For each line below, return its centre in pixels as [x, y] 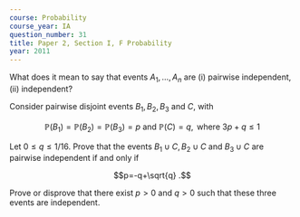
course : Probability [48, 18]
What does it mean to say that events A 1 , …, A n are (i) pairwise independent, [150, 78]
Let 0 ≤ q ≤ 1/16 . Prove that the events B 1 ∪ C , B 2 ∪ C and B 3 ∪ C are [137, 147]
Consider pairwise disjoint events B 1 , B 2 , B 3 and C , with [112, 107]
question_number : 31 [48, 34]
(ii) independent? [41, 89]
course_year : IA [40, 26]
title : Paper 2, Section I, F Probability [91, 43]
